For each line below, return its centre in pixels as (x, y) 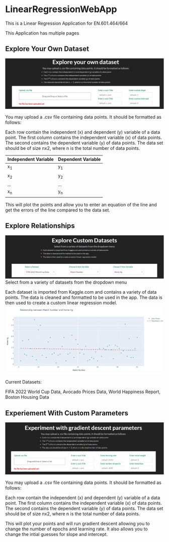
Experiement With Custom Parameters (67, 413)
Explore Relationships (40, 226)
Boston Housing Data (27, 397)
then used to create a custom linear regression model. (61, 303)
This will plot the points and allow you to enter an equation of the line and (81, 205)
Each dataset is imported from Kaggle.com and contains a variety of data (81, 292)
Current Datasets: (23, 382)
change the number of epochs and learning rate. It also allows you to (76, 529)
